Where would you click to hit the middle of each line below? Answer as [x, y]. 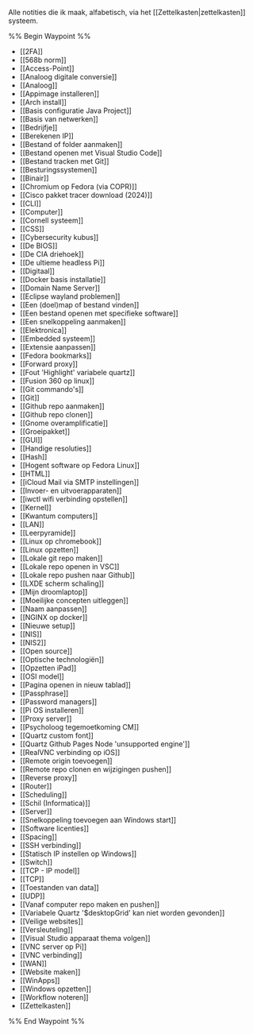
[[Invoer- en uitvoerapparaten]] [71, 490]
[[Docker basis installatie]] [63, 279]
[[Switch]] [36, 862]
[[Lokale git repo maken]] [61, 558]
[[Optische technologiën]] [62, 659]
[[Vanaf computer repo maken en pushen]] [90, 904]
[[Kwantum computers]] [59, 516]
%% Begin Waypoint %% [50, 36]
